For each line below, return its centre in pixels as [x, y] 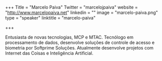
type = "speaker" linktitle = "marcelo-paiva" [50, 18]
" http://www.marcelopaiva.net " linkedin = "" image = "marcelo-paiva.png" [82, 12]
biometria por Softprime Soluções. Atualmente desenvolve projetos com [79, 48]
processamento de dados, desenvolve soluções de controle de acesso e [80, 42]
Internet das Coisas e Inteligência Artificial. [49, 53]
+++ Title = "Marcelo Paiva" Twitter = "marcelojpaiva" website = [71, 7]
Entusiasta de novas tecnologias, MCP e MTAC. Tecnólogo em [69, 37]
